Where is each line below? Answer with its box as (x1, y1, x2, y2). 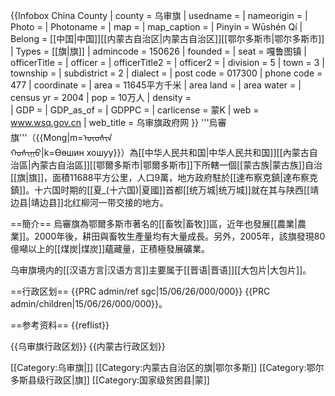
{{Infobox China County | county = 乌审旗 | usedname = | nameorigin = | (10, 10, 308, 21)
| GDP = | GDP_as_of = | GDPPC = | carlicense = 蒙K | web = (10, 104, 260, 116)
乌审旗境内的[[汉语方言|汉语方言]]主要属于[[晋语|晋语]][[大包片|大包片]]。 (10, 264, 312, 276)
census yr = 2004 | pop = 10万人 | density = (10, 92, 192, 103)
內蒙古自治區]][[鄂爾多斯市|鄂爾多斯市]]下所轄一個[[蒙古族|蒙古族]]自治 (30, 159, 323, 171)
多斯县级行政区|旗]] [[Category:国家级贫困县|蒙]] (10, 374, 210, 386)
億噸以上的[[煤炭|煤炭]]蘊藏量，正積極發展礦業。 (10, 243, 211, 254)
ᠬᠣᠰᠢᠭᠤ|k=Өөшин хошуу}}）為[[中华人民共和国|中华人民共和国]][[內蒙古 (10, 147, 310, 158)
